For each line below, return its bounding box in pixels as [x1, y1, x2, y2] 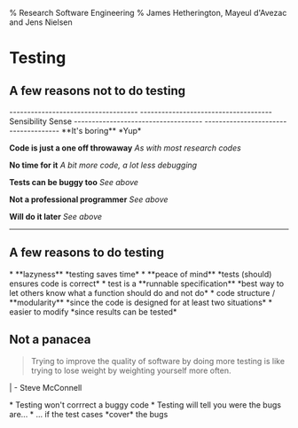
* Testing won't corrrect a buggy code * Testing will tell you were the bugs [9, 399, 282, 410]
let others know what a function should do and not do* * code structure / [9, 287, 276, 298]
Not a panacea [9, 332, 91, 347]
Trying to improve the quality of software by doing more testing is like [30, 355, 286, 366]
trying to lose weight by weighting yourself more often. [30, 365, 232, 376]
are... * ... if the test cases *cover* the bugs [9, 409, 169, 419]
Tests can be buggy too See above [9, 177, 139, 187]
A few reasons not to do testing [9, 83, 186, 98]
